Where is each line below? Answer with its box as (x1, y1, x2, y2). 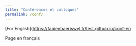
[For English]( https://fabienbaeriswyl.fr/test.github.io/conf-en (5, 25, 131, 31)
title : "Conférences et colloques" (5, 7, 79, 12)
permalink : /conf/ (5, 12, 43, 17)
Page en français (5, 35, 40, 41)
